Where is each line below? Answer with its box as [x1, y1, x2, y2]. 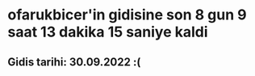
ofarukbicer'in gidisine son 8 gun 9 [7, 6, 247, 24]
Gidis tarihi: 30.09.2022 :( [7, 55, 141, 69]
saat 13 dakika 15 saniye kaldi [7, 23, 208, 41]
